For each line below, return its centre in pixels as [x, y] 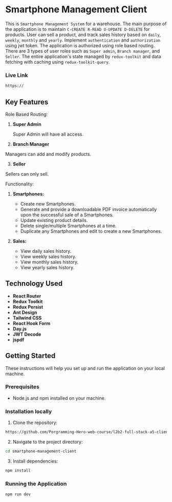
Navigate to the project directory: [48, 442]
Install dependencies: [35, 461]
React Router [27, 296]
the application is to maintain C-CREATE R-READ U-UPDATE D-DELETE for [78, 29]
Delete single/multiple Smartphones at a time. [68, 226]
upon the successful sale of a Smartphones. [67, 215]
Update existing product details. [54, 220]
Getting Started [30, 356]
